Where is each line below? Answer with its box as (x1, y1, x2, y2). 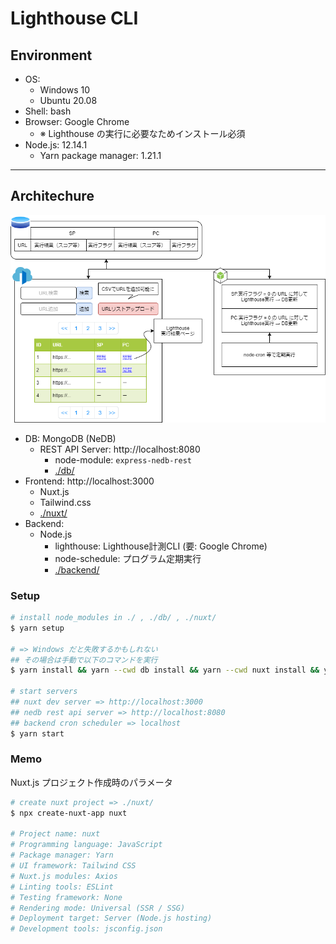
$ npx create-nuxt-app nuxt (10, 808, 128, 818)
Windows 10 (39, 84, 91, 96)
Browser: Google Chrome (24, 116, 130, 127)
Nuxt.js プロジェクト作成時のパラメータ (10, 776, 173, 788)
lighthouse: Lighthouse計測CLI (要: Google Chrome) (54, 540, 268, 552)
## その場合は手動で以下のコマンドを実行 (10, 655, 158, 665)
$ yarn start (10, 728, 65, 739)
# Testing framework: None (10, 892, 123, 902)
